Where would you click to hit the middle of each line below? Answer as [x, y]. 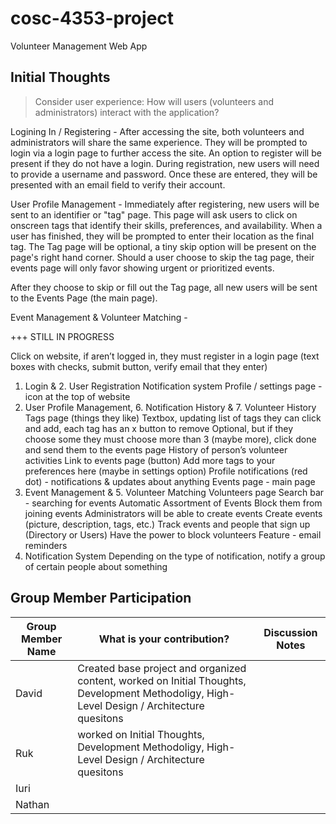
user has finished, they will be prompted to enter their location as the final [162, 236]
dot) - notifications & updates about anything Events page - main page [170, 481]
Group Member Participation [101, 598]
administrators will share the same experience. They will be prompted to [159, 142]
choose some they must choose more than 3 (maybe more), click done [170, 439]
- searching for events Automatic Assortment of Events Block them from [173, 503]
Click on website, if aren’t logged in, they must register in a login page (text [165, 356]
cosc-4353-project [92, 18]
